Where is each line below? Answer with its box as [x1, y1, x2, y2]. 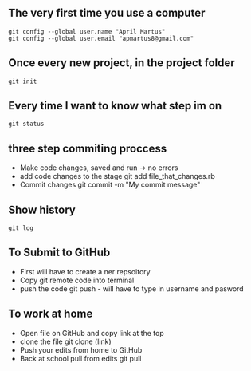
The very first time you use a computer [8, 6, 206, 20]
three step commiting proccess [8, 141, 167, 155]
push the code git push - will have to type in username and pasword [19, 283, 245, 294]
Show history [8, 203, 76, 216]
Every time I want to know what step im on [8, 99, 222, 112]
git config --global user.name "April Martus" [8, 27, 166, 35]
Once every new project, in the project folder [8, 56, 235, 70]
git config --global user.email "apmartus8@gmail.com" [8, 34, 194, 42]
